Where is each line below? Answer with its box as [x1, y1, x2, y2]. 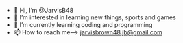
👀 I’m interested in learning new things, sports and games [13, 13, 176, 21]
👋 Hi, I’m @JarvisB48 [13, 7, 74, 14]
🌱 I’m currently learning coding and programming [13, 21, 153, 28]
